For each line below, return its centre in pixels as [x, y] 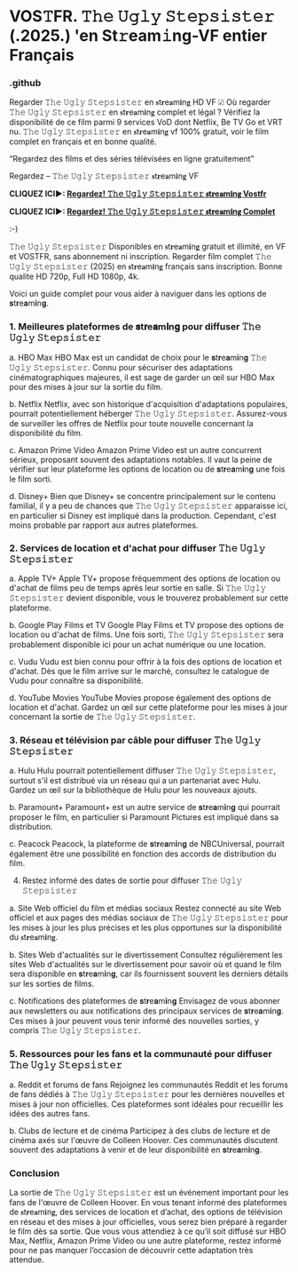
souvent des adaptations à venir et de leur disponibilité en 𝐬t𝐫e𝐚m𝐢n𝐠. [136, 1149]
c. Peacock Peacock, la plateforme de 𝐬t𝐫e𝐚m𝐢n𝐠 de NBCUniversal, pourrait [147, 844]
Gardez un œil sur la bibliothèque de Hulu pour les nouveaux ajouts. [133, 790]
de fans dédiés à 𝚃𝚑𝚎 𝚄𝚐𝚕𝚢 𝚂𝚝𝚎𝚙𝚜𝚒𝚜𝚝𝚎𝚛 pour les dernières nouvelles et [147, 1093]
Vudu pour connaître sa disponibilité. [76, 680]
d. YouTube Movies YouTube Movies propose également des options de [140, 698]
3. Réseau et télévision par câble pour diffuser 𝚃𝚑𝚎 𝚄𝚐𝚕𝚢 [135, 740]
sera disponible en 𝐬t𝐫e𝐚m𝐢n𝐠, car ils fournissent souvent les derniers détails [149, 974]
